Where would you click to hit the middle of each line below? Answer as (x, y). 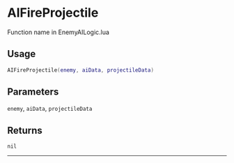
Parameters (33, 92)
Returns (25, 130)
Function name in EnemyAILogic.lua (58, 32)
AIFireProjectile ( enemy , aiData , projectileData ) (81, 70)
